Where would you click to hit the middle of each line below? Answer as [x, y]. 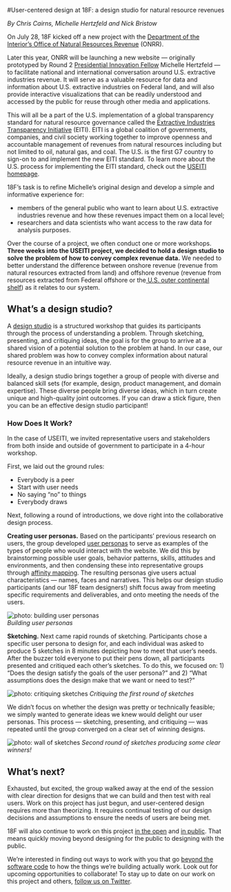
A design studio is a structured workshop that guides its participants [104, 326]
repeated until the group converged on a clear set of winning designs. [106, 730]
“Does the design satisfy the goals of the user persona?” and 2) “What [107, 673]
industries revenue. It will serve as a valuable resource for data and [102, 80]
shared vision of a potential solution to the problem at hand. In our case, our [115, 348]
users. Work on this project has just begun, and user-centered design [106, 803]
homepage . [23, 174]
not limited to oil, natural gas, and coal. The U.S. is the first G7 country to [110, 152]
